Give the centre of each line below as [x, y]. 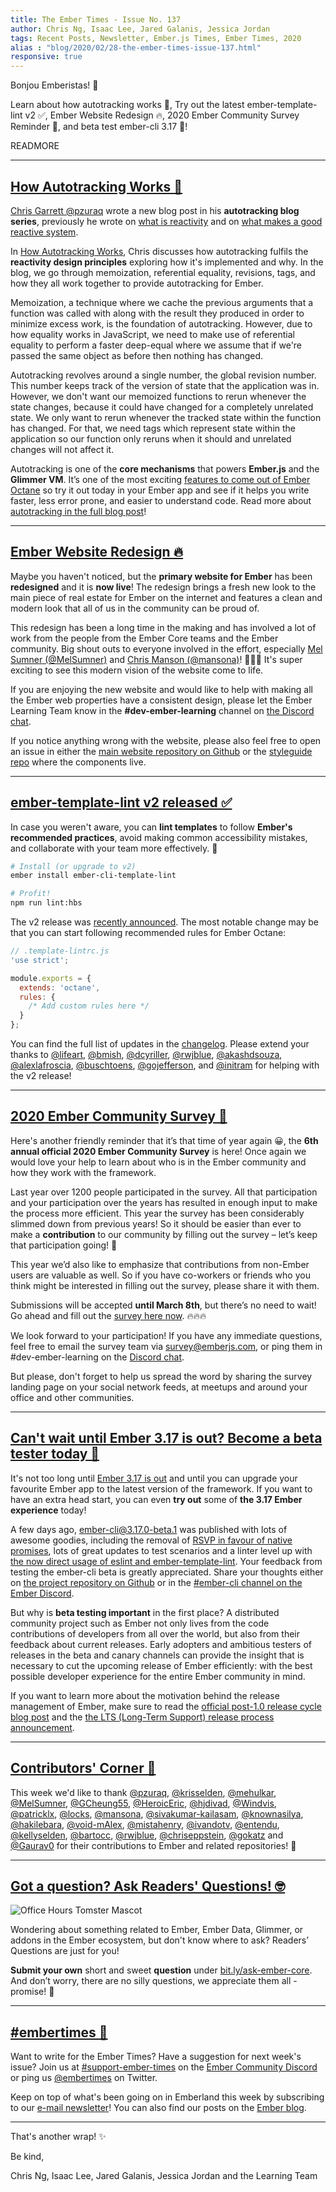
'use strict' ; [40, 960]
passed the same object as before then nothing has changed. [137, 355]
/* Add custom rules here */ [89, 1006]
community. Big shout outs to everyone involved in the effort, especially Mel [166, 648]
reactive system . [44, 232]
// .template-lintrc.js [60, 951]
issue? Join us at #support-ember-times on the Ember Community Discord [164, 2067]
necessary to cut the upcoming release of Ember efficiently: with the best [161, 1665]
